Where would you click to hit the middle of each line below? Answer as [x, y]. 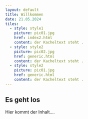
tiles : [12, 24]
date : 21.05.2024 [23, 19]
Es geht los [23, 100]
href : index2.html [33, 38]
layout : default [22, 10]
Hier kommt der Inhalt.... [30, 112]
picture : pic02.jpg [34, 51]
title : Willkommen [24, 14]
